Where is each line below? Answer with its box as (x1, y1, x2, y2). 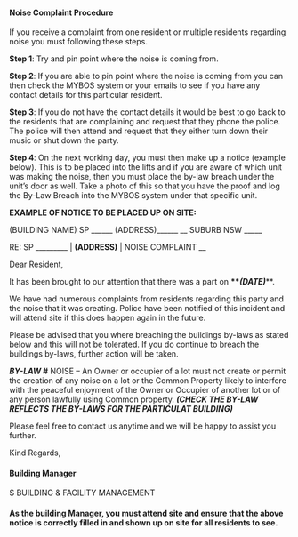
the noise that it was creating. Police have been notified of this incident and (9, 303, 286, 314)
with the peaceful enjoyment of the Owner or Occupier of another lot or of (9, 385, 281, 396)
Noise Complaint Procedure (9, 7, 114, 18)
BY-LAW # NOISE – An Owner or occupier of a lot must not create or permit (9, 365, 286, 377)
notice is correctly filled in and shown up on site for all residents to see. (9, 517, 278, 528)
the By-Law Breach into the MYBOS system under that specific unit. (9, 190, 258, 201)
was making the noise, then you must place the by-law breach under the (9, 172, 275, 182)
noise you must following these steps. (9, 36, 149, 47)
